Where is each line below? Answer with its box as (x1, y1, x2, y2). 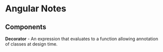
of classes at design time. (5, 41, 58, 47)
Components (5, 23, 46, 31)
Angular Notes (5, 3, 67, 14)
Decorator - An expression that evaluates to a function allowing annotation (5, 36, 158, 42)
